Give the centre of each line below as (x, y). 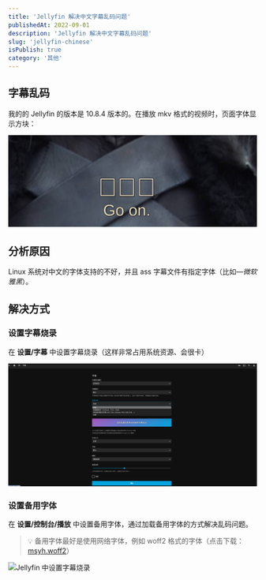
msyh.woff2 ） (50, 551)
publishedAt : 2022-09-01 (49, 25)
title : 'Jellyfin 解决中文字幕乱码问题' (69, 17)
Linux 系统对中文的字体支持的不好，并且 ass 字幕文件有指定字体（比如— (126, 271)
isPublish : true (35, 50)
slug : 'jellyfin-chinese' (51, 42)
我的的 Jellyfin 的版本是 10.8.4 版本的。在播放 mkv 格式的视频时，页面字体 (129, 114)
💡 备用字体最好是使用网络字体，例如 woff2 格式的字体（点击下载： (136, 541)
